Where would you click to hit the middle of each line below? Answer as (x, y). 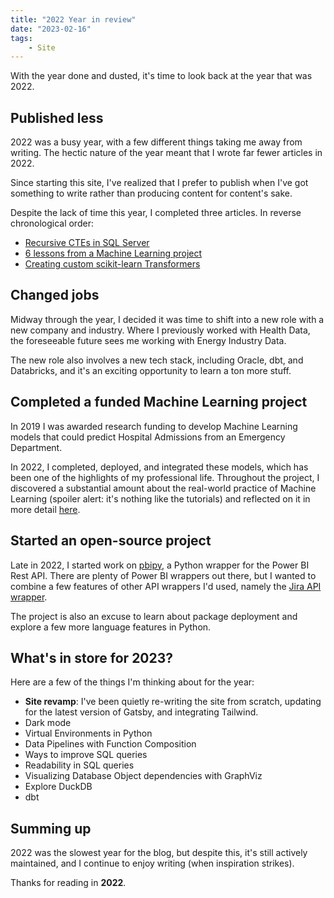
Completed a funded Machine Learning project (159, 402)
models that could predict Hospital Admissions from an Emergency (148, 437)
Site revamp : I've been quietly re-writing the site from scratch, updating (173, 702)
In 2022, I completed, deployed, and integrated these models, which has (159, 467)
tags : (21, 38)
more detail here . (45, 509)
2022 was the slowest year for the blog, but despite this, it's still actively (159, 853)
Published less (57, 117)
